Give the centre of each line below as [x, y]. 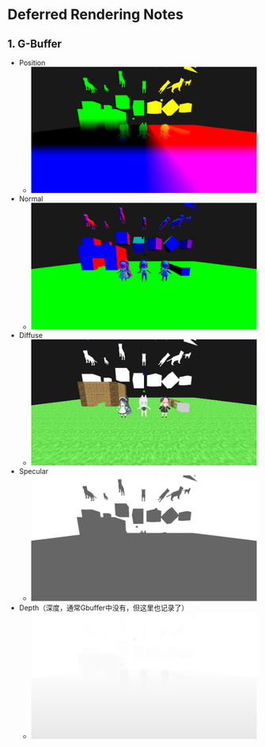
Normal [31, 199]
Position [32, 63]
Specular [34, 471]
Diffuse [30, 336]
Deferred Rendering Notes [95, 15]
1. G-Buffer [35, 44]
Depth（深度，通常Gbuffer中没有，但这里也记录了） [104, 608]
